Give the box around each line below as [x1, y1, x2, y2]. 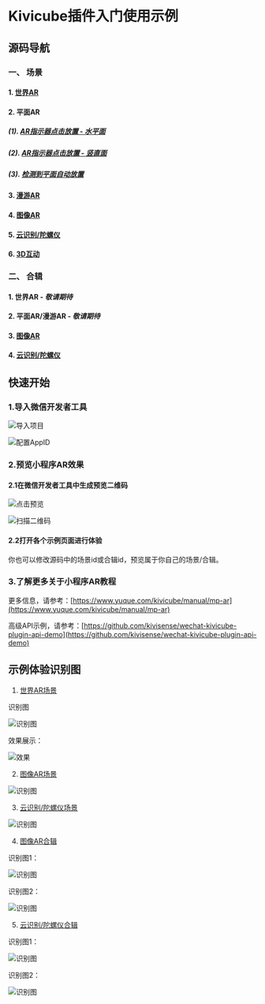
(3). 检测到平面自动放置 [8, 170, 84, 179]
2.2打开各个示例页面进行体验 [8, 536, 103, 545]
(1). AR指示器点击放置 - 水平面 [8, 127, 106, 136]
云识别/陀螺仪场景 [19, 802, 78, 812]
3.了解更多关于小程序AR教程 [8, 577, 117, 588]
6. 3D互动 [8, 249, 40, 259]
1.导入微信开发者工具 [8, 401, 88, 412]
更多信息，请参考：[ [8, 595, 73, 605]
